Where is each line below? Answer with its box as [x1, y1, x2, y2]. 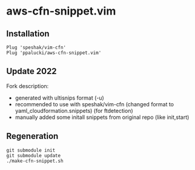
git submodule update [6, 152, 61, 158]
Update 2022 [6, 66, 57, 76]
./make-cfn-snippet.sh [6, 158, 64, 164]
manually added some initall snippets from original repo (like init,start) [15, 114, 190, 121]
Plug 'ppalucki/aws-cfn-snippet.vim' [6, 50, 102, 56]
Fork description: [6, 82, 49, 89]
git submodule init [6, 147, 56, 153]
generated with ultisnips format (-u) [15, 94, 104, 101]
